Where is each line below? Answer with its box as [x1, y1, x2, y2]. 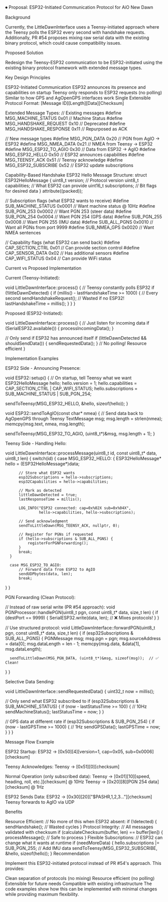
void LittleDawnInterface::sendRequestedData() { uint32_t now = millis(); [5, 688, 154, 694]
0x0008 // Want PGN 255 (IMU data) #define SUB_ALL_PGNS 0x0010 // [5, 219, 153, 225]
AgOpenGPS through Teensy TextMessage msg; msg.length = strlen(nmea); [5, 416, 163, 421]
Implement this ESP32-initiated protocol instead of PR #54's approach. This [5, 860, 161, 866]
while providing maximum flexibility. [5, 891, 79, 897]
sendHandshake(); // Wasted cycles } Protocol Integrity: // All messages [5, 824, 153, 830]
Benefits [5, 809, 23, 815]
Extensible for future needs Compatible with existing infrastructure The [5, 880, 152, 886]
